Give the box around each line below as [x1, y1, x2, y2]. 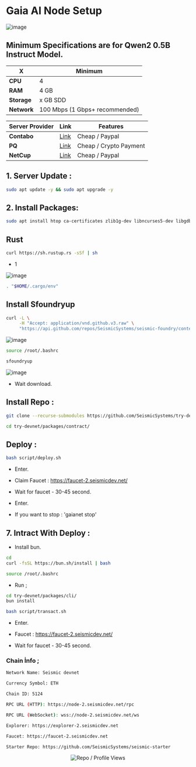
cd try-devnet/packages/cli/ [6, 593, 77, 598]
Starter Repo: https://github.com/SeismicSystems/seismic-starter [6, 744, 171, 750]
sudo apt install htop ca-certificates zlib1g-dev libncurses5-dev [6, 218, 174, 224]
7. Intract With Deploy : [6, 528, 90, 538]
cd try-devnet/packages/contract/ [6, 423, 90, 429]
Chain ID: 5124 [6, 691, 43, 697]
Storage [9, 95, 32, 104]
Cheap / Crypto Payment [77, 142, 145, 150]
